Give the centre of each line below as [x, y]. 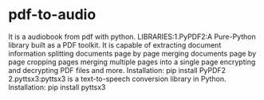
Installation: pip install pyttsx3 [57, 87]
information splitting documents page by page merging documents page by [132, 53]
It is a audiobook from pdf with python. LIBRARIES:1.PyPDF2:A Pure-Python [132, 37]
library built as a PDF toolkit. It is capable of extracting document [115, 44]
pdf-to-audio [52, 15]
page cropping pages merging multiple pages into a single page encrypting [132, 62]
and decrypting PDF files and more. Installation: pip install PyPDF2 [117, 70]
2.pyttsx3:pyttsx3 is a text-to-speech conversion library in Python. [117, 79]
